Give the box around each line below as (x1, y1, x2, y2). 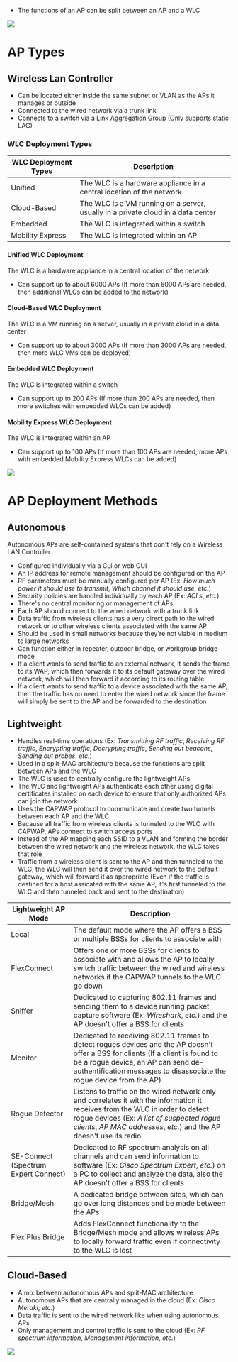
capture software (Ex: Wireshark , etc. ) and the (73, 1010, 227, 1020)
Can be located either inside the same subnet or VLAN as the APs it (17, 92, 215, 99)
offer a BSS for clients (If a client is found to (73, 1048, 218, 1058)
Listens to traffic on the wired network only (73, 1086, 216, 1096)
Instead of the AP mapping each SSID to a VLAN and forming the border (17, 834, 228, 843)
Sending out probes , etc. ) (17, 752, 92, 760)
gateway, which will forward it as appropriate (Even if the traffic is (17, 872, 210, 881)
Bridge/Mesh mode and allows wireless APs (73, 1227, 220, 1237)
